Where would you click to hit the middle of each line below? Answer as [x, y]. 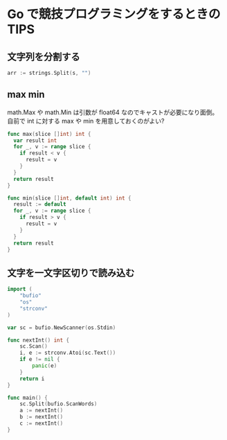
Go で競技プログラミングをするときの [114, 14]
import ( [20, 289]
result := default [40, 204]
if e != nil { [40, 360]
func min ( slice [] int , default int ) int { [69, 198]
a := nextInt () [42, 411]
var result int [35, 140]
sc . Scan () [34, 346]
